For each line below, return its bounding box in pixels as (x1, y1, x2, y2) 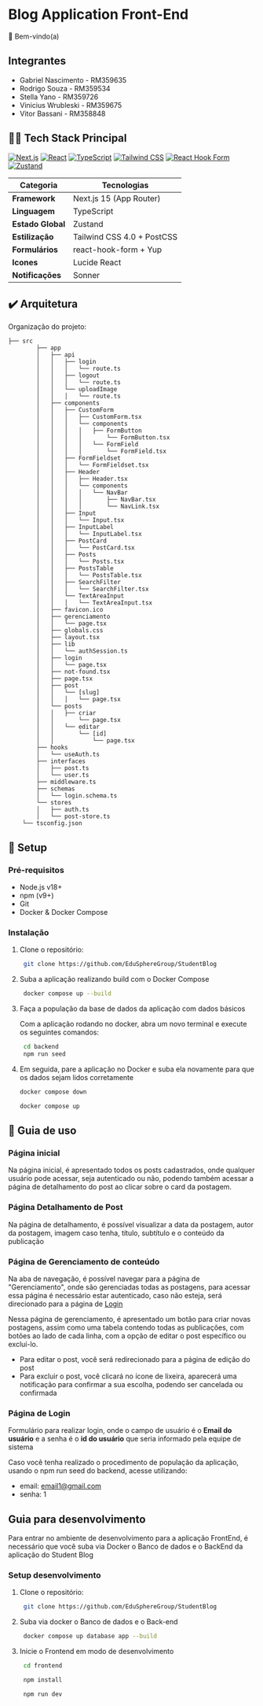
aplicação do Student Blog (8, 1550, 94, 1560)
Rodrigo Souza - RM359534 (19, 83, 111, 93)
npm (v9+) (19, 891, 54, 901)
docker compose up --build (23, 990, 111, 997)
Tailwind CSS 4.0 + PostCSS (73, 231, 178, 242)
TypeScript (73, 205, 114, 216)
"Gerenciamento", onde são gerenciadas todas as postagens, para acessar (8, 1282, 251, 1292)
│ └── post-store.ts (36, 812, 111, 820)
